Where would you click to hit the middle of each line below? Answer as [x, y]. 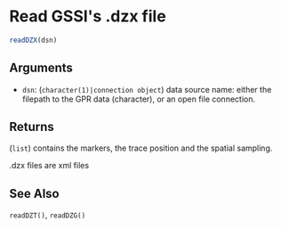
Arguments [41, 68]
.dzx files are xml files [49, 166]
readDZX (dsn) [33, 40]
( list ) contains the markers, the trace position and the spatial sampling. [141, 148]
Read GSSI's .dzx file [88, 16]
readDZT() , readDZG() [48, 215]
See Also [34, 193]
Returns [32, 127]
